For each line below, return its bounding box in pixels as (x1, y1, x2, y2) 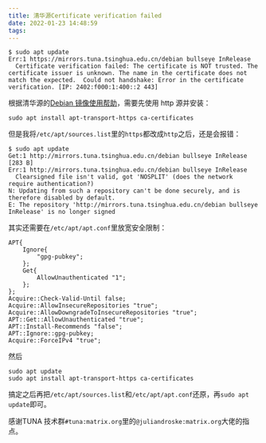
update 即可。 (8, 400, 51, 409)
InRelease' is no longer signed (8, 208, 115, 216)
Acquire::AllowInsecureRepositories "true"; (8, 302, 158, 310)
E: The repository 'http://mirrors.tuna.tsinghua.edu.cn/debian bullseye (8, 201, 259, 209)
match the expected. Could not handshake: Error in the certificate (8, 77, 244, 85)
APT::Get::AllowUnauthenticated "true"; (8, 316, 145, 324)
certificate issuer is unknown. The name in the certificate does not (8, 69, 248, 77)
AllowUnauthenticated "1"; (37, 274, 127, 282)
